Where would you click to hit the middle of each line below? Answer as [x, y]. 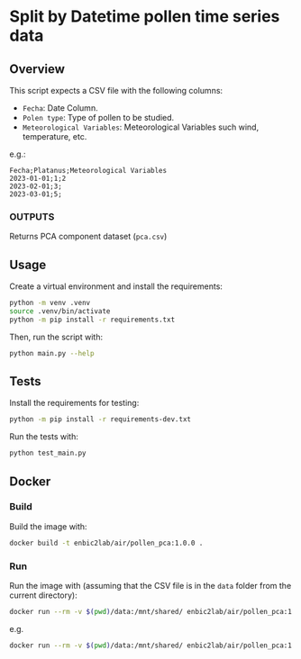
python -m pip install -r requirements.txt [92, 320]
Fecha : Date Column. [60, 108]
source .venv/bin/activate [60, 311]
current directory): [44, 595]
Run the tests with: [44, 437]
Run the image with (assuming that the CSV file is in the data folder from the [150, 586]
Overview [37, 69]
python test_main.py [48, 453]
